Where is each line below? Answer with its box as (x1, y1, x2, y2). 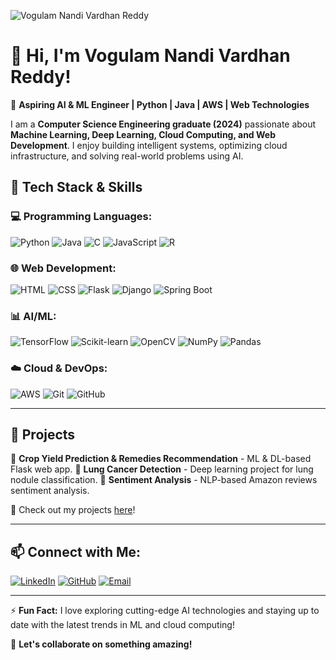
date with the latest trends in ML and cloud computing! (10, 619, 235, 631)
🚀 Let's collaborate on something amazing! (10, 638, 193, 650)
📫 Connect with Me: (10, 543, 142, 560)
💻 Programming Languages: (10, 210, 153, 224)
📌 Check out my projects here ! (10, 504, 136, 516)
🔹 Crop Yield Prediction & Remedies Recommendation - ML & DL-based (10, 453, 312, 465)
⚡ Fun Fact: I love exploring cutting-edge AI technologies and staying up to (10, 605, 320, 617)
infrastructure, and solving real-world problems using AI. (10, 150, 244, 162)
